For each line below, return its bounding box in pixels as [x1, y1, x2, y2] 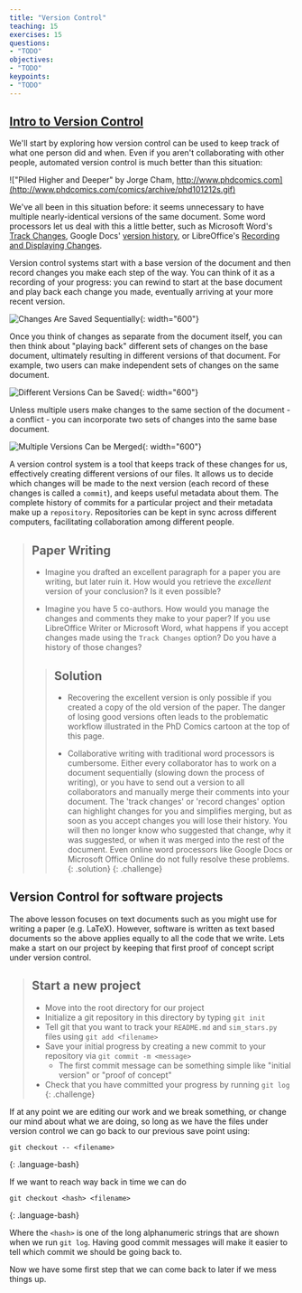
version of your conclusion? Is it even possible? [44, 586, 222, 597]
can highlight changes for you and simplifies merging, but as [67, 806, 293, 816]
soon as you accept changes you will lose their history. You [67, 816, 288, 826]
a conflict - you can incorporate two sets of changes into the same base [9, 414, 278, 425]
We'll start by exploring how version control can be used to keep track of [9, 137, 279, 149]
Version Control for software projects [9, 890, 224, 905]
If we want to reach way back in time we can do [9, 1176, 187, 1187]
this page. [67, 731, 105, 741]
